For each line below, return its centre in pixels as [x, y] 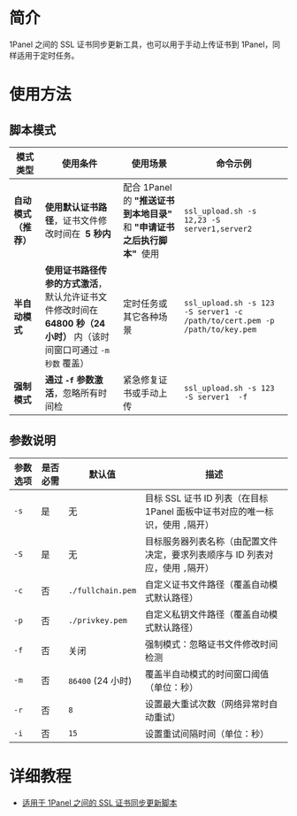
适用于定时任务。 [48, 55]
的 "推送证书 [148, 200]
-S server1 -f [216, 396]
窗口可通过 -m [82, 350]
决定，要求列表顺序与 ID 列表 [205, 554]
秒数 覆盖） [67, 363]
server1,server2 [218, 228]
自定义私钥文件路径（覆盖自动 [207, 614]
